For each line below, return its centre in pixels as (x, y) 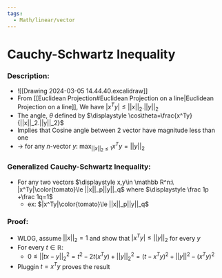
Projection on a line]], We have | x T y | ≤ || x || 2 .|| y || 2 (88, 107)
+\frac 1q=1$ (35, 196)
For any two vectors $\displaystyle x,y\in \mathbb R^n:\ (95, 182)
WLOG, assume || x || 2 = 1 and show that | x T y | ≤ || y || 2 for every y (109, 238)
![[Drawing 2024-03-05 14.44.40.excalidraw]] (82, 91)
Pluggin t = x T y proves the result (63, 266)
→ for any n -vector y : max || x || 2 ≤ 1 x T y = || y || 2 (81, 147)
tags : (15, 13)
